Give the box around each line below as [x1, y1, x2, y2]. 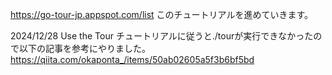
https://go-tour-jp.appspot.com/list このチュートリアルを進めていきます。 [10, 9, 314, 20]
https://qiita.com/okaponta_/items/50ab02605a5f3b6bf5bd [10, 54, 255, 65]
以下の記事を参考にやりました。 [18, 43, 151, 54]
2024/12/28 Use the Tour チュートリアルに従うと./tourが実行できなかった [10, 30, 314, 42]
